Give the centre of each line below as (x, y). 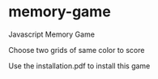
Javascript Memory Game (52, 34)
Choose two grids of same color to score (77, 50)
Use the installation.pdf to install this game (79, 66)
